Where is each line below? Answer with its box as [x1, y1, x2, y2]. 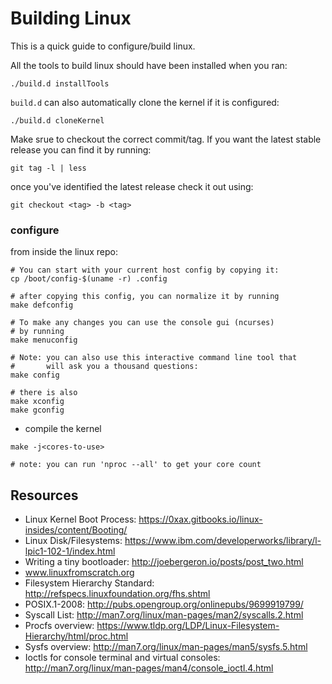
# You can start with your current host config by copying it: [10, 265, 280, 276]
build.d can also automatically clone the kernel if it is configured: [10, 96, 280, 108]
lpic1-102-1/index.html [24, 545, 116, 557]
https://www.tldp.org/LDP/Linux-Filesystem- [96, 620, 280, 632]
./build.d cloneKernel [10, 115, 105, 126]
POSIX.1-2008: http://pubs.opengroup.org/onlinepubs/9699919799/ [24, 598, 304, 611]
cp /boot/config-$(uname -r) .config [10, 274, 168, 284]
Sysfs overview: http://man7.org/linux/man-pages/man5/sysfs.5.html [24, 641, 308, 653]
